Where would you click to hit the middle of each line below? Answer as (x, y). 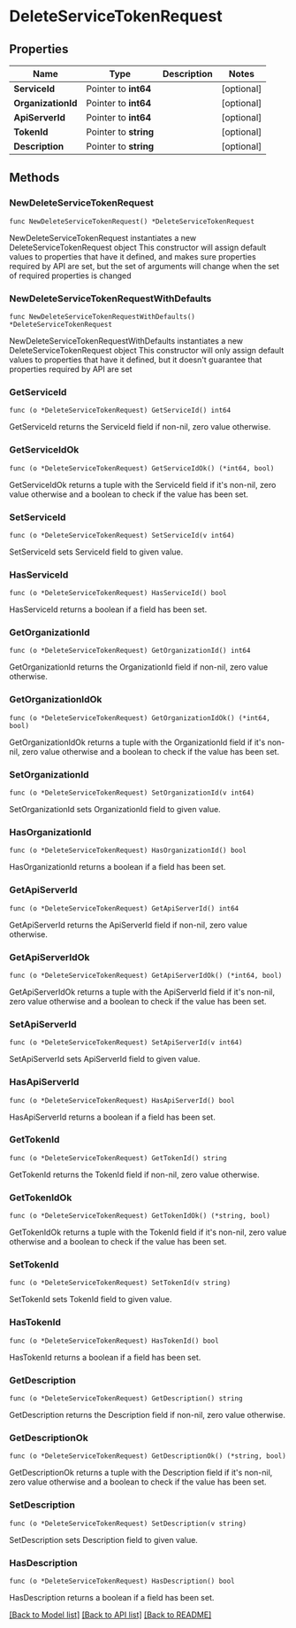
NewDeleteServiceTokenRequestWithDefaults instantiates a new (126, 341)
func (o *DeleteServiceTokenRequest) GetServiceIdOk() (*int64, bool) (142, 468)
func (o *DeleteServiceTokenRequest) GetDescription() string (126, 1399)
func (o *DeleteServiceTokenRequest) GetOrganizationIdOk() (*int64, (140, 718)
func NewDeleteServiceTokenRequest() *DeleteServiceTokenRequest (132, 221)
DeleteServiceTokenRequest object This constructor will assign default (138, 247)
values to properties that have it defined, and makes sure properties (133, 256)
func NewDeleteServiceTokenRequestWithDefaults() (102, 316)
